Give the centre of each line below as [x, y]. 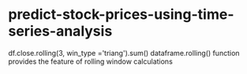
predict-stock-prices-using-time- [121, 15]
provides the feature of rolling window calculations [91, 61]
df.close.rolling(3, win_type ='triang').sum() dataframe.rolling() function [124, 53]
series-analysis [60, 31]
